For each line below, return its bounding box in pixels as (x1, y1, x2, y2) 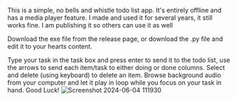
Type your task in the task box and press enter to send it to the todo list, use (7, 56, 231, 64)
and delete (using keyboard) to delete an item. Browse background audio (7, 71, 221, 79)
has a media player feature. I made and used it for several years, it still (7, 13, 213, 22)
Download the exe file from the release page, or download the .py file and (7, 35, 223, 43)
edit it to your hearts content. (7, 42, 93, 50)
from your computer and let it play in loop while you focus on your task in (7, 78, 222, 87)
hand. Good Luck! (7, 86, 60, 94)
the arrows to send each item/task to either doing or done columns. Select (7, 64, 226, 71)
